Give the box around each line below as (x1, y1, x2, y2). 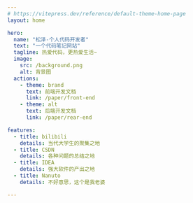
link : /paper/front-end (25, 94, 96, 101)
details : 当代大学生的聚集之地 (20, 139, 101, 147)
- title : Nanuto (13, 172, 61, 179)
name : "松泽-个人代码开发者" (13, 36, 89, 43)
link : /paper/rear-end (25, 114, 92, 121)
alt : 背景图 (20, 68, 52, 76)
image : (13, 55, 33, 63)
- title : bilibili (13, 133, 68, 140)
